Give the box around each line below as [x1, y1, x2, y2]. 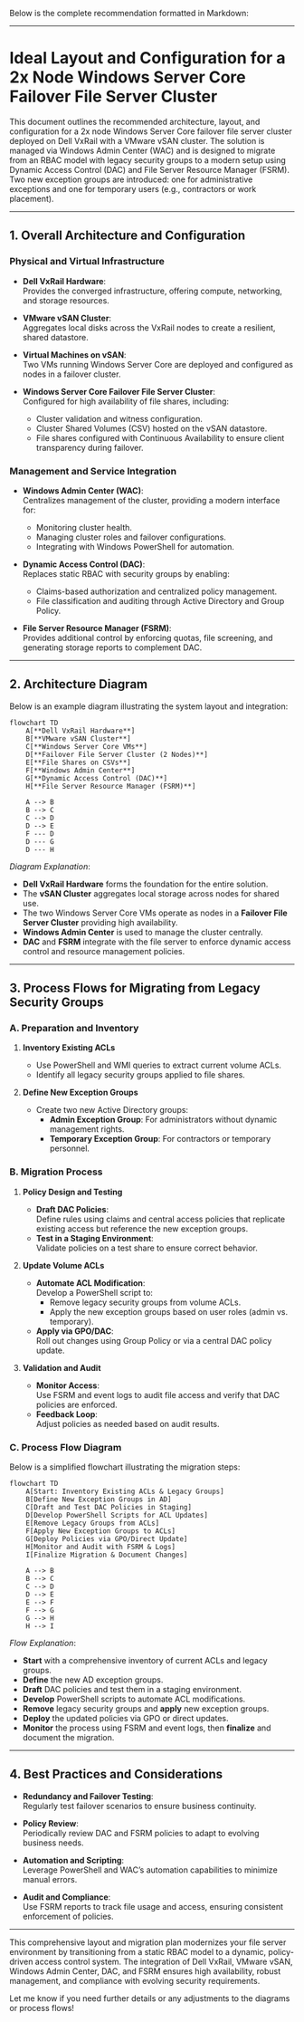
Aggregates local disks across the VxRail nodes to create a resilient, [22, 321, 276, 333]
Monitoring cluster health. [35, 522, 133, 532]
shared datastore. [22, 331, 89, 342]
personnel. [49, 1143, 90, 1154]
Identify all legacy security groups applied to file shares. [35, 1069, 246, 1080]
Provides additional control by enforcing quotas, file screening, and [22, 632, 273, 643]
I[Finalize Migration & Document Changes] [25, 1550, 188, 1560]
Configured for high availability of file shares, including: [22, 396, 229, 407]
